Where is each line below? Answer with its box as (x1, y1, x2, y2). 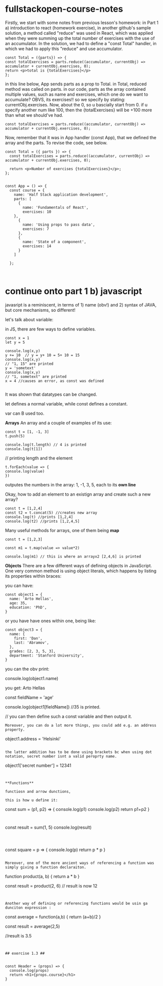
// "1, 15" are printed (5, 361, 54, 366)
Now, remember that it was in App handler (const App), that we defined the (5, 134, 157, 140)
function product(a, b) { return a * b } (5, 873, 80, 879)
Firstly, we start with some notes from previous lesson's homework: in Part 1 (5, 20, 159, 25)
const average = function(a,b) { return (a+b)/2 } (5, 913, 101, 920)
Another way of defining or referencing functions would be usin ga (5, 901, 148, 906)
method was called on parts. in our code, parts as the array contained (5, 86, 146, 92)
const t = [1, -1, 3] (5, 429, 49, 434)
